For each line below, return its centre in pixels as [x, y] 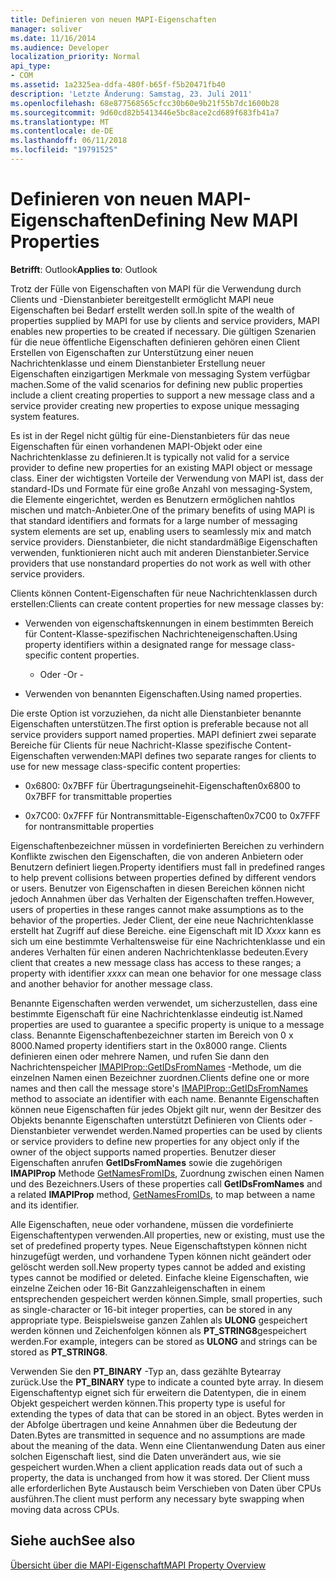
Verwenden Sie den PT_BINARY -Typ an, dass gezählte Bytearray [146, 1371]
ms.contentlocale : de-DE [62, 131]
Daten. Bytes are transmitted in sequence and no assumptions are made [158, 1435]
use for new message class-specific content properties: [125, 766]
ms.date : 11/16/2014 [53, 38]
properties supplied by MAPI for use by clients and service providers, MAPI [165, 320]
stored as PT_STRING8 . [59, 1352]
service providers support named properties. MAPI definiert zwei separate [163, 734]
